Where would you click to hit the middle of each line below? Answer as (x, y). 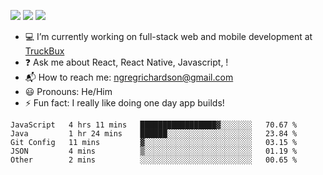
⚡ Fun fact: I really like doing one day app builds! (124, 103)
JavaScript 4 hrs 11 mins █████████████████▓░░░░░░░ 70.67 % (154, 125)
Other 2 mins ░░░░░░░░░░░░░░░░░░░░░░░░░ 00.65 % (154, 160)
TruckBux (44, 51)
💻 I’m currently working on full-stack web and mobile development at (168, 36)
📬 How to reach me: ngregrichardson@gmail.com (129, 77)
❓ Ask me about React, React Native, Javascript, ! (126, 62)
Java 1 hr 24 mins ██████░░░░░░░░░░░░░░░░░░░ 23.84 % (154, 134)
